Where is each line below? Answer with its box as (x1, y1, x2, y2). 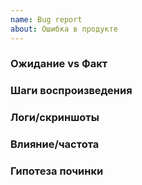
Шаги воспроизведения (10, 84, 133, 98)
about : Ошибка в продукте (10, 24, 118, 34)
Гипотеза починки (10, 164, 104, 178)
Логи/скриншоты (10, 111, 100, 125)
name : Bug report (10, 14, 83, 25)
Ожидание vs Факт (10, 57, 108, 71)
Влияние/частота (10, 137, 100, 151)
